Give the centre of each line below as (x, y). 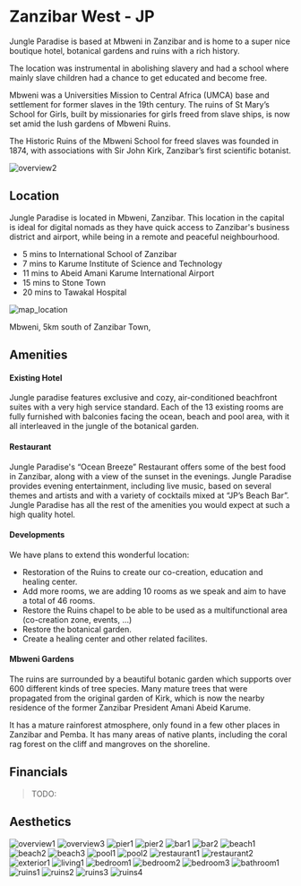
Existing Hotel (36, 377)
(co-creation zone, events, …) (77, 619)
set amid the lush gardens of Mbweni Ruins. (90, 124)
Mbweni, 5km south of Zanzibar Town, (80, 327)
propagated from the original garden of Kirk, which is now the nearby (137, 698)
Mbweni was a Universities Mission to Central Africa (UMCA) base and (140, 95)
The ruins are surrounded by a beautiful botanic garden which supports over (150, 679)
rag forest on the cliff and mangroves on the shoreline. (110, 744)
